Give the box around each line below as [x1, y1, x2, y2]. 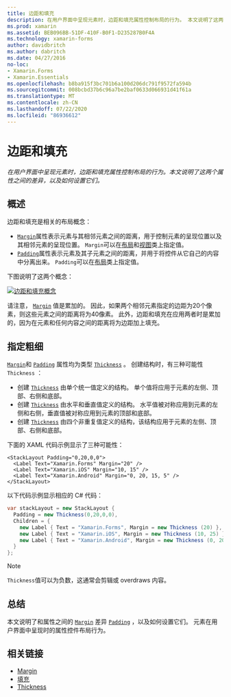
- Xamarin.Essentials [7, 73, 69, 81]
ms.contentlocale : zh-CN [7, 99, 78, 106]
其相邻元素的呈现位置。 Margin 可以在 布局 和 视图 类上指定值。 [16, 241, 188, 249]
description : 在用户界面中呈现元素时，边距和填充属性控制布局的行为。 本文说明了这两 [7, 16, 224, 23]
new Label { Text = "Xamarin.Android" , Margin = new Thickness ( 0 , [19, 537, 216, 543]
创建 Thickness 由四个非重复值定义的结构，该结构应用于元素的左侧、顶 [16, 417, 217, 426]
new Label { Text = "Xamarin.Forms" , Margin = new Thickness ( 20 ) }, [19, 524, 223, 531]
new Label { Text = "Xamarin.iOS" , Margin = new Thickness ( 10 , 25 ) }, [19, 530, 228, 537]
